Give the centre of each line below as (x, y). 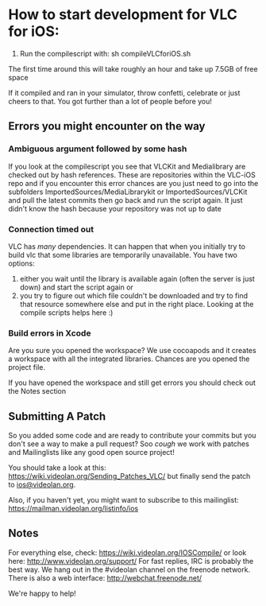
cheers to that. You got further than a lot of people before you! (110, 101)
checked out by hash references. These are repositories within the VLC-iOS (132, 175)
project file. (27, 367)
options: (22, 263)
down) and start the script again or (76, 287)
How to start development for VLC (123, 15)
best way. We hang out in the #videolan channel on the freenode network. (129, 569)
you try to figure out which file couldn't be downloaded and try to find (134, 295)
